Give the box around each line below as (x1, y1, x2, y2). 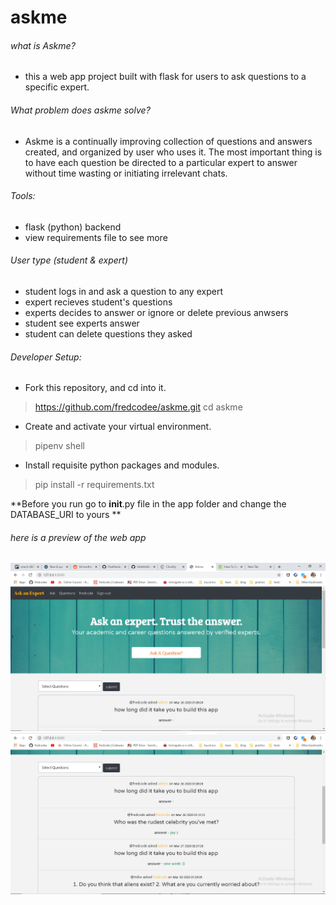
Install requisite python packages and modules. (24, 459, 220, 471)
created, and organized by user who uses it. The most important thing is (24, 146, 323, 158)
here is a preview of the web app (10, 531, 147, 543)
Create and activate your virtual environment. (24, 421, 212, 433)
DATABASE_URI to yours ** (10, 509, 122, 521)
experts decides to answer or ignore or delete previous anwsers (24, 307, 289, 318)
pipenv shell (34, 440, 85, 452)
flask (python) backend (24, 221, 122, 233)
